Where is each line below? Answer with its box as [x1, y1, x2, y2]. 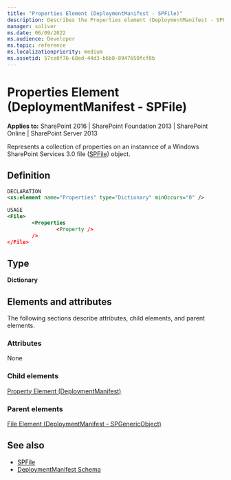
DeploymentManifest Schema [16, 465, 101, 473]
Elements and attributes [7, 296, 112, 307]
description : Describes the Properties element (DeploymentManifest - [7, 17, 214, 23]
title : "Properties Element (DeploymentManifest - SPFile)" [7, 10, 184, 17]
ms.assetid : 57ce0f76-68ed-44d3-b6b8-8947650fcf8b [7, 55, 155, 62]
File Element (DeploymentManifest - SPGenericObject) [7, 420, 162, 428]
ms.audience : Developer [7, 36, 76, 43]
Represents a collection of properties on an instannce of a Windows [7, 142, 199, 151]
